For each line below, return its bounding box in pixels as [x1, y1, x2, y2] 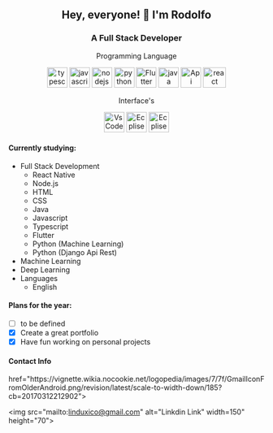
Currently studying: [8, 143, 77, 153]
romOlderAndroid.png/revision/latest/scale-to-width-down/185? [8, 383, 223, 392]
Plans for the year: [8, 301, 72, 310]
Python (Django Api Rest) [32, 247, 118, 257]
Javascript [32, 213, 68, 223]
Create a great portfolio [19, 328, 99, 338]
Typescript [32, 221, 69, 232]
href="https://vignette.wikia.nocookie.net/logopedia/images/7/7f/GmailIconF [8, 375, 265, 384]
